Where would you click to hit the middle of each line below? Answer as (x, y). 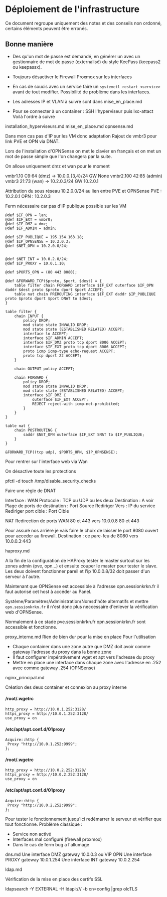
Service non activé (32, 834)
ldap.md (14, 869)
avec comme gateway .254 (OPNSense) (54, 668)
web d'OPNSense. (24, 612)
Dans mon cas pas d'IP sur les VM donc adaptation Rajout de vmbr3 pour (81, 136)
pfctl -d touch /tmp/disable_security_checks (51, 481)
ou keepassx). (27, 67)
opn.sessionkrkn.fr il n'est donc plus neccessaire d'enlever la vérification (81, 607)
